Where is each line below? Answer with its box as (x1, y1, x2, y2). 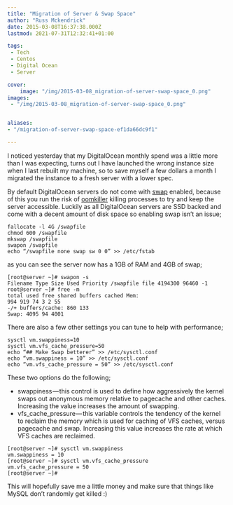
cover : (7, 81, 27, 88)
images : (7, 94, 30, 102)
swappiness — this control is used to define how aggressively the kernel (17, 386, 224, 395)
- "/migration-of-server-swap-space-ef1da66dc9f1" (7, 126, 158, 133)
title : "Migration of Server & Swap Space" (7, 10, 136, 18)
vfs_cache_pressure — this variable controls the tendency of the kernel (17, 409, 221, 417)
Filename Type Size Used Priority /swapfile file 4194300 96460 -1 (7, 280, 209, 287)
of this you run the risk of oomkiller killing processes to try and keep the (7, 194, 215, 203)
